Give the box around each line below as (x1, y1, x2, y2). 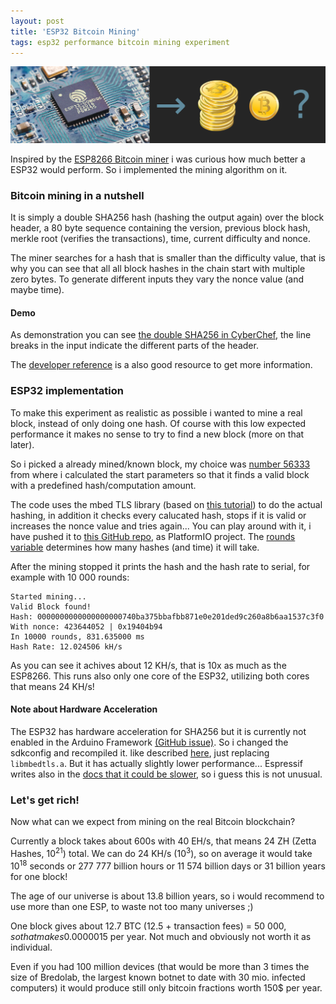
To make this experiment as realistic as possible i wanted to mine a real (10, 406, 303, 419)
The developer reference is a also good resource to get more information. (10, 359, 313, 371)
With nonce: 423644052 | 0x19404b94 (10, 621, 163, 632)
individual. (10, 941, 53, 953)
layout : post (10, 16, 65, 26)
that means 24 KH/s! (10, 680, 95, 692)
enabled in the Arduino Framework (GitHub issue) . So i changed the (10, 736, 289, 748)
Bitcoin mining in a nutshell (10, 188, 145, 202)
